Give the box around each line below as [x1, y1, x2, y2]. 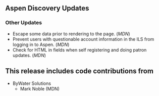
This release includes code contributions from [5, 67, 154, 75]
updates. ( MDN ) [12, 52, 46, 58]
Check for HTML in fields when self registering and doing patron [12, 46, 147, 53]
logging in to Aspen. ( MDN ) [12, 41, 70, 47]
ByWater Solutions [12, 80, 51, 86]
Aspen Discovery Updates [5, 4, 89, 13]
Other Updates [5, 19, 42, 26]
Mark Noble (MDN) [20, 85, 60, 91]
